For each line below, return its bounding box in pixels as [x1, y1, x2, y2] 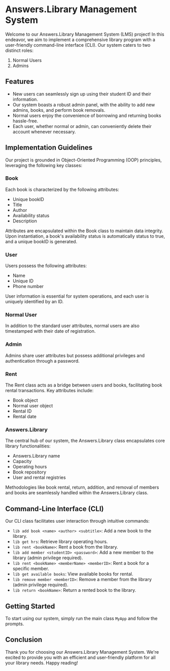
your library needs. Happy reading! [5, 659, 78, 666]
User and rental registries [12, 474, 66, 481]
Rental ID [12, 408, 32, 414]
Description [12, 217, 37, 224]
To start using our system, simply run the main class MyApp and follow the [5, 615, 158, 621]
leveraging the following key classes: [5, 162, 83, 168]
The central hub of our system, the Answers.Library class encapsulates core [5, 438, 165, 444]
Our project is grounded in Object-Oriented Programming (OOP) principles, [5, 156, 162, 163]
